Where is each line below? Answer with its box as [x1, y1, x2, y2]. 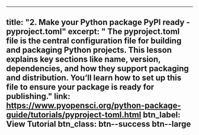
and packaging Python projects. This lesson [6, 45, 172, 55]
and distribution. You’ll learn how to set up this [6, 73, 182, 83]
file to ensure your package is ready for [6, 82, 155, 92]
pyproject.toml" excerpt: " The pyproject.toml [6, 27, 180, 37]
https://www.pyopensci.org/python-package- [6, 101, 181, 111]
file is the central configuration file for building [6, 36, 182, 46]
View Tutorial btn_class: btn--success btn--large [6, 119, 191, 129]
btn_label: [143, 110, 181, 120]
